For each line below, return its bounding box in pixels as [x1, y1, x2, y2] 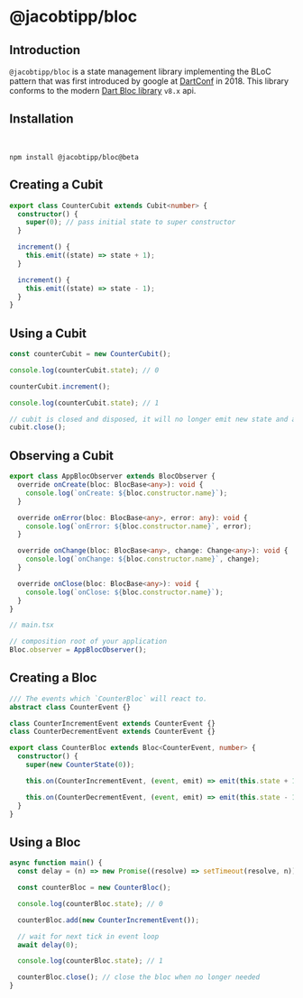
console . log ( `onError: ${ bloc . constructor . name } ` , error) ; [25, 521, 252, 531]
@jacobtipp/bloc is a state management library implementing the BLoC [9, 66, 272, 77]
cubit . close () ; [9, 423, 67, 432]
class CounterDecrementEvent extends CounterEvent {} [9, 728, 216, 737]
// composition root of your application [9, 637, 168, 646]
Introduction [9, 42, 81, 58]
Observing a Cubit [9, 448, 115, 463]
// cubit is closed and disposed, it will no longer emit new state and [9, 415, 289, 424]
